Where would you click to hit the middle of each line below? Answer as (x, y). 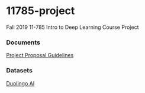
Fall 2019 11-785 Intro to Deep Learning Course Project (72, 27)
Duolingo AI (20, 83)
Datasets (19, 71)
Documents (23, 42)
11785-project (41, 11)
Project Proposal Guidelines (40, 55)
